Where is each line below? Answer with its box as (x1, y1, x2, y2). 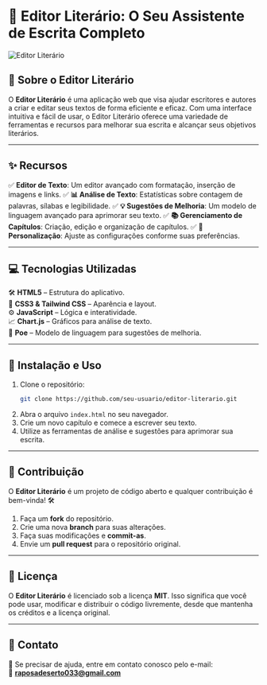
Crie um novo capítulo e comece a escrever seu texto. (19, 418, 197, 428)
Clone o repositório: (19, 379, 85, 389)
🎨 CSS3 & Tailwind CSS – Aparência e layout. (8, 299, 157, 309)
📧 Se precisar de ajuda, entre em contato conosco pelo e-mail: (8, 660, 213, 669)
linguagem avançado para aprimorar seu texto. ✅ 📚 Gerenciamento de (8, 210, 242, 220)
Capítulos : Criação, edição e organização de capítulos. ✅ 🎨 (8, 222, 204, 232)
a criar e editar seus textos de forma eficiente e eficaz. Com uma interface (8, 103, 253, 112)
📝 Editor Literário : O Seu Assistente (8, 7, 245, 25)
